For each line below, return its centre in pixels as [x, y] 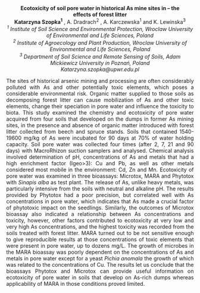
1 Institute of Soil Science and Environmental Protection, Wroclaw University [100, 29]
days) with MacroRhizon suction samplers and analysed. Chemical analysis [100, 150]
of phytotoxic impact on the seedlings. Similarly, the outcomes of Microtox [100, 208]
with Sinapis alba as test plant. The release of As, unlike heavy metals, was [100, 182]
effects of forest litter [100, 14]
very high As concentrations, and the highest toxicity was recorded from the [100, 226]
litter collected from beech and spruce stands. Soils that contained [92, 131]
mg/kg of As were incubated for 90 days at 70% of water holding [109, 138]
